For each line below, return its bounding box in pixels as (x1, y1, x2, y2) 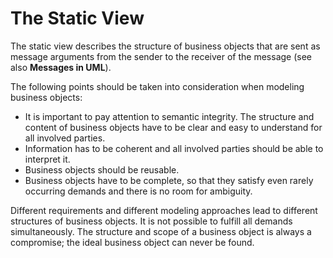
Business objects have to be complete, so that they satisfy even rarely (24, 174, 314, 186)
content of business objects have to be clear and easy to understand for (24, 121, 323, 133)
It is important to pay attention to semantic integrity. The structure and (24, 110, 315, 122)
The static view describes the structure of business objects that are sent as (10, 40, 321, 52)
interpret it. (24, 153, 71, 165)
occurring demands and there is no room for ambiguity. (24, 185, 253, 197)
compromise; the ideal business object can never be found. (10, 236, 255, 248)
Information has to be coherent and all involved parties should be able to (24, 142, 324, 154)
